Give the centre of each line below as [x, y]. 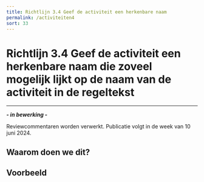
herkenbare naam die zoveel [79, 66]
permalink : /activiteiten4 [40, 18]
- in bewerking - [27, 115]
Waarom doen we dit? [48, 152]
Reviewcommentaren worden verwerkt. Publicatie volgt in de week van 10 [99, 127]
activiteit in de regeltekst [70, 92]
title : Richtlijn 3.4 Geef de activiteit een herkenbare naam [87, 12]
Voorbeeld [27, 173]
